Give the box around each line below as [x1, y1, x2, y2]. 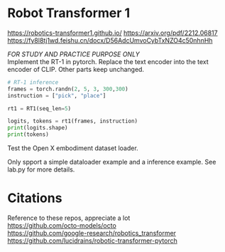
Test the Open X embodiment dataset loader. [7, 144, 138, 152]
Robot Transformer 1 [7, 5, 131, 21]
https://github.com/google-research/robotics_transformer [7, 229, 176, 237]
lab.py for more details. [7, 165, 75, 174]
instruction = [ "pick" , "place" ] [7, 92, 106, 99]
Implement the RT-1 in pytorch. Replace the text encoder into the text [7, 57, 209, 65]
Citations [7, 190, 62, 206]
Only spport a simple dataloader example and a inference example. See [7, 158, 216, 167]
